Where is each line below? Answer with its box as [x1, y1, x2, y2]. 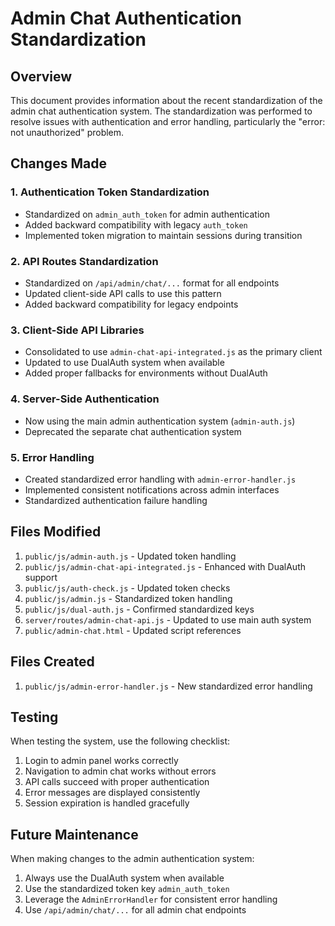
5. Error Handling [10, 450, 95, 464]
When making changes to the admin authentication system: [10, 853, 255, 865]
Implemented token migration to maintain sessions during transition [24, 229, 303, 241]
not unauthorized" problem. [10, 127, 125, 138]
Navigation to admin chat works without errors [24, 765, 217, 777]
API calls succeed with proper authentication [24, 776, 210, 788]
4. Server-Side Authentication [10, 392, 160, 406]
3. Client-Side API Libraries [10, 323, 145, 337]
